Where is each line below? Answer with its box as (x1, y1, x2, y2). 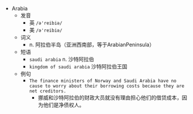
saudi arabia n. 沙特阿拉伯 (29, 56, 94, 63)
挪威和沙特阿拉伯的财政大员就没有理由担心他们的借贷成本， (38, 94, 182, 101)
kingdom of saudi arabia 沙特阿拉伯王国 (29, 63, 127, 70)
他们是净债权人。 (43, 102, 85, 108)
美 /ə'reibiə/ (29, 26, 63, 33)
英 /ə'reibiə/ (29, 19, 63, 26)
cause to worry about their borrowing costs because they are (29, 83, 185, 89)
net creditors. (29, 88, 66, 94)
